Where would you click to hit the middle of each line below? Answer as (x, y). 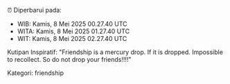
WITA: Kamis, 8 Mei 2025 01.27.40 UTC (73, 31)
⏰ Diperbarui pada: (35, 10)
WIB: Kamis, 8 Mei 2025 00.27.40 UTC (72, 24)
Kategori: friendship (36, 73)
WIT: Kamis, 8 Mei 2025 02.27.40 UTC (72, 39)
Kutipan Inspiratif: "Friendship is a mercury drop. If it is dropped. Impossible (115, 52)
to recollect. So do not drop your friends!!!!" (69, 59)
